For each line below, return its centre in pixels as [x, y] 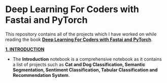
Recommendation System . [41, 75]
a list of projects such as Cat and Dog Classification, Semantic [79, 64]
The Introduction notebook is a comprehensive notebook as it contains [87, 59]
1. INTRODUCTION [25, 49]
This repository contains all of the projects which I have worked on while [81, 34]
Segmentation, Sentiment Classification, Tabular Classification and [85, 70]
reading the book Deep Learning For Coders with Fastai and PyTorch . [79, 39]
